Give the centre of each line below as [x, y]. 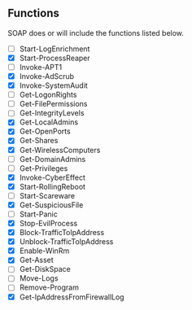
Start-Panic [38, 214]
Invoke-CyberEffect [52, 177]
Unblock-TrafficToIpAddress [66, 242]
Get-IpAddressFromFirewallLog [72, 297]
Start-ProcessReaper [55, 58]
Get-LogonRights [48, 95]
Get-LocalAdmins [49, 122]
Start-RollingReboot [52, 186]
